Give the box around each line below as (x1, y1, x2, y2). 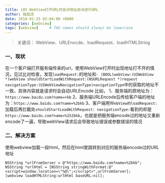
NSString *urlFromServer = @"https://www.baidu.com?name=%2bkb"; (5, 160, 142, 165)
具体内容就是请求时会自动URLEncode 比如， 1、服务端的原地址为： (18, 88, 154, 94)
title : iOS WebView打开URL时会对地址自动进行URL (5, 7, 99, 12)
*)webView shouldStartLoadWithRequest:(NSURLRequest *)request (5, 77, 138, 82)
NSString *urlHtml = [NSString (5, 164, 69, 170)
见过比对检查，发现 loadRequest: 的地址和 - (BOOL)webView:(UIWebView (13, 71, 154, 77)
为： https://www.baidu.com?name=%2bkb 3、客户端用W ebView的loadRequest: (5, 100, 158, 106)
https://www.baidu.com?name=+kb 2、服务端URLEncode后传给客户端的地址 (5, 94, 155, 100)
